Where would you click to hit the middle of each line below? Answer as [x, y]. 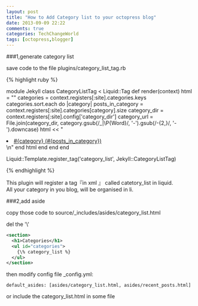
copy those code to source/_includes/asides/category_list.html [83, 212]
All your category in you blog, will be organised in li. [70, 189]
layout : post [22, 12]
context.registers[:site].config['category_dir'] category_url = [80, 117]
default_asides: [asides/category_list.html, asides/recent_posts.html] [99, 285]
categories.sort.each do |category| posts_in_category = [75, 104]
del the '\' [18, 224]
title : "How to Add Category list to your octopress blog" [81, 17]
